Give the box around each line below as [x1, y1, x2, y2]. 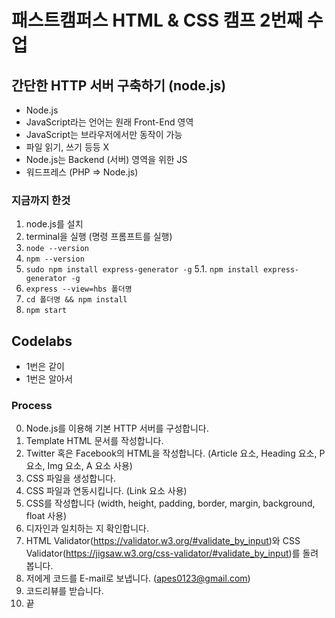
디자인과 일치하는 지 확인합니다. [25, 522, 149, 535]
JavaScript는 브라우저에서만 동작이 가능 [25, 129, 183, 140]
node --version [25, 244, 90, 254]
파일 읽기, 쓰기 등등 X [25, 141, 110, 153]
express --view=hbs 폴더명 [25, 284, 133, 295]
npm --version [25, 254, 85, 265]
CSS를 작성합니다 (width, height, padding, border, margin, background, [25, 497, 316, 510]
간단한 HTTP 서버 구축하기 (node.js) [11, 77, 227, 94]
